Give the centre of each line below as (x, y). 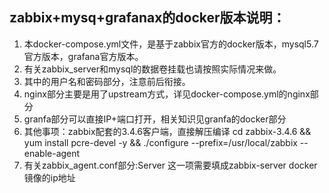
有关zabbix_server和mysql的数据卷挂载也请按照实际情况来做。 (152, 69)
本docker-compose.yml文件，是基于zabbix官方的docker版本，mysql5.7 (171, 44)
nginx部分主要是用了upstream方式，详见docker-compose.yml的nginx (167, 94)
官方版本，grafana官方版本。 (83, 56)
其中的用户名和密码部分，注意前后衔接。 (107, 81)
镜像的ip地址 (49, 177)
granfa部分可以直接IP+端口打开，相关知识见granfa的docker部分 (155, 119)
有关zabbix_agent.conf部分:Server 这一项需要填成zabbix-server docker (170, 165)
